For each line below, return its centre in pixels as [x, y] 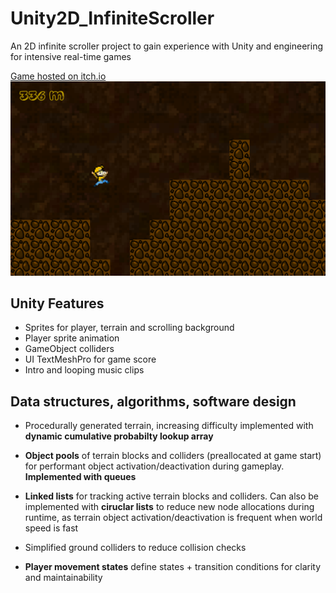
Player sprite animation [72, 338]
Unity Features [57, 303]
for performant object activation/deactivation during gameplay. [154, 466]
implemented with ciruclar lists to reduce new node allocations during [169, 507]
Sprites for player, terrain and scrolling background [129, 328]
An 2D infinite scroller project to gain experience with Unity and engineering [166, 46]
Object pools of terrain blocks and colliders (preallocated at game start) [173, 456]
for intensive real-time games [71, 56]
